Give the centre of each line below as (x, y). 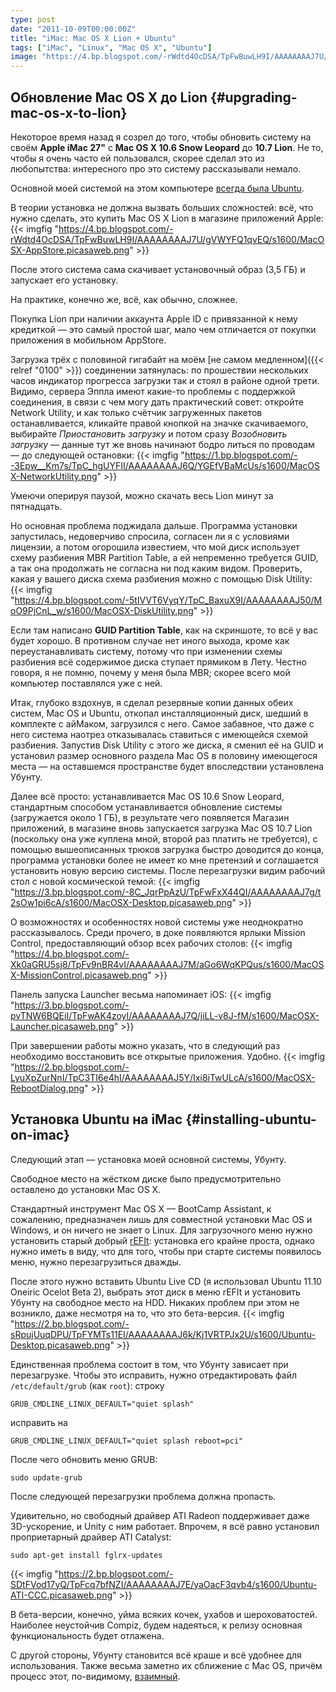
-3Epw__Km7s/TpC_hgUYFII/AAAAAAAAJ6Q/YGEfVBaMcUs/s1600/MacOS (165, 465)
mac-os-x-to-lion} (69, 112)
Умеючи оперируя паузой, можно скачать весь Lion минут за (142, 495)
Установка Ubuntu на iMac (96, 1119)
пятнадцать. (36, 506)
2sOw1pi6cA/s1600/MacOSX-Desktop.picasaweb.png (121, 902)
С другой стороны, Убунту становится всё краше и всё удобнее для (156, 1655)
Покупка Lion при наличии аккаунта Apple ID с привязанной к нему (154, 318)
